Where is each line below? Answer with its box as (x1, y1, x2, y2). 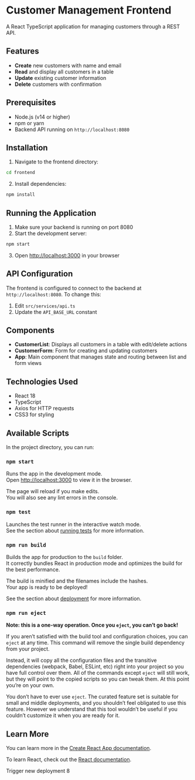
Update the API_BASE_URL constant (14, 308, 97, 315)
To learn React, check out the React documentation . (6, 756, 132, 763)
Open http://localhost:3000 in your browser (14, 252, 120, 259)
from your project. (6, 645, 50, 652)
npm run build (6, 541, 46, 548)
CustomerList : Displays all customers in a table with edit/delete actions (14, 341, 187, 348)
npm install (6, 192, 35, 197)
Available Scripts (6, 428, 69, 438)
